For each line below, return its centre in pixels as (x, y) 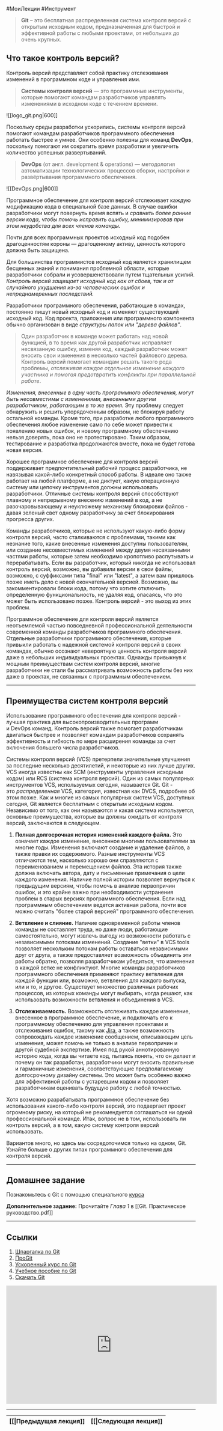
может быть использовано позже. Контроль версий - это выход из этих (99, 601)
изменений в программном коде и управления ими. (73, 79)
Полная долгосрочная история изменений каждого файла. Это (98, 834)
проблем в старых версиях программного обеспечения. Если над (100, 899)
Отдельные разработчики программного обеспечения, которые (89, 638)
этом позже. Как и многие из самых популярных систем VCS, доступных (101, 797)
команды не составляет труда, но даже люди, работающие (91, 929)
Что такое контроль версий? (63, 59)
